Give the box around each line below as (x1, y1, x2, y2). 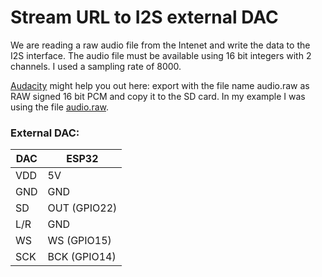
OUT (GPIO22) (47, 201, 118, 215)
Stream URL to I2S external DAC (10, 6, 279, 29)
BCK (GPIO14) (47, 250, 117, 264)
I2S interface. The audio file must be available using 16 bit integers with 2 (10, 49, 312, 61)
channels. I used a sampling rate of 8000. (10, 60, 182, 72)
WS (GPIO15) (47, 234, 112, 248)
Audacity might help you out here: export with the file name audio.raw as (10, 79, 310, 91)
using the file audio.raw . (10, 101, 110, 113)
